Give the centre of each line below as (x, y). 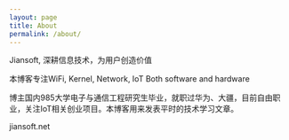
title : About (33, 26)
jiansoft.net (30, 127)
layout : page (33, 17)
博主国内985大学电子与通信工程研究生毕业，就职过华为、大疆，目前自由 (141, 97)
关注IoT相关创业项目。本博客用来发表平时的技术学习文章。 (132, 109)
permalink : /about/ (45, 34)
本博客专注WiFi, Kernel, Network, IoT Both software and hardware (130, 79)
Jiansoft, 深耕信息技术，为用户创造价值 (81, 60)
